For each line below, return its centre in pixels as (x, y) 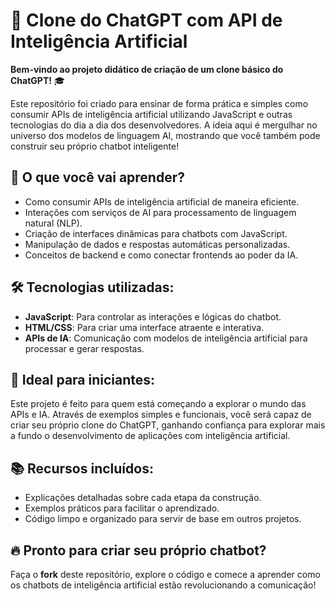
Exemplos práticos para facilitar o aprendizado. (122, 508)
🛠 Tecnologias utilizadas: (92, 287)
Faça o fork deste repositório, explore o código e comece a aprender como (165, 574)
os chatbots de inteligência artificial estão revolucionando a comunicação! (163, 585)
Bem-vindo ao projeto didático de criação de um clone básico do (147, 69)
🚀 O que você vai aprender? (97, 177)
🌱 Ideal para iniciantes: (83, 379)
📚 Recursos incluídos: (82, 468)
